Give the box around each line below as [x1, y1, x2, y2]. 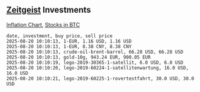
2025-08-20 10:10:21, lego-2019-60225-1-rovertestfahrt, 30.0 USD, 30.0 [6, 76, 195, 82]
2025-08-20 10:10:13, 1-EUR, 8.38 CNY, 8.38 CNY [6, 43, 132, 49]
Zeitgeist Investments [6, 5, 91, 15]
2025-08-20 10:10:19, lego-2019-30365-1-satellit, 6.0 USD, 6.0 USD [6, 59, 184, 66]
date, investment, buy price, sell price [6, 33, 113, 39]
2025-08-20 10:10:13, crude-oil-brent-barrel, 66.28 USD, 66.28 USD [6, 49, 184, 55]
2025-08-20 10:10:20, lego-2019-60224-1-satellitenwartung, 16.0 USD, [6, 65, 189, 71]
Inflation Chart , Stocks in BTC [6, 21, 80, 28]
